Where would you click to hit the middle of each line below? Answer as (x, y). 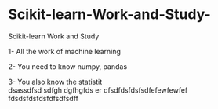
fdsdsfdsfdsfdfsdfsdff (43, 98)
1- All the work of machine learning (65, 51)
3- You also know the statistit (55, 82)
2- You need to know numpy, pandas (68, 66)
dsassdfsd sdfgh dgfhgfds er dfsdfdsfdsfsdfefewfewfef (98, 90)
